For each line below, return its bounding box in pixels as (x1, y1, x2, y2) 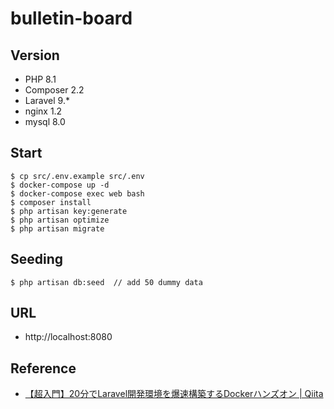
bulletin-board (10, 7, 133, 30)
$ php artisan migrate (10, 223, 105, 234)
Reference (10, 360, 77, 377)
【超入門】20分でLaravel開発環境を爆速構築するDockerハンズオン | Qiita (24, 388, 324, 400)
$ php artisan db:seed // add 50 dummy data (10, 277, 203, 287)
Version (10, 47, 60, 64)
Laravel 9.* (24, 95, 70, 106)
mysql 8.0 (24, 116, 66, 127)
